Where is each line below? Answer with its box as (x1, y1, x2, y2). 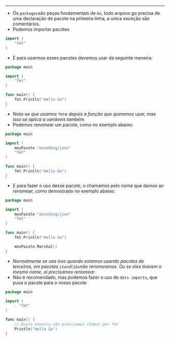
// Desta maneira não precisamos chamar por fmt (14, 322, 119, 327)
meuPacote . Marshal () (14, 244, 58, 249)
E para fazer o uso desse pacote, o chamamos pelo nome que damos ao (12, 182, 164, 188)
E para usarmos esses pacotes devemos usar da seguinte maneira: (12, 54, 153, 61)
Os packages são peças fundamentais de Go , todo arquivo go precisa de (12, 10, 160, 16)
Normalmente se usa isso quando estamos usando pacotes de (12, 258, 144, 264)
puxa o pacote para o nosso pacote (12, 280, 87, 286)
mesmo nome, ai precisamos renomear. (12, 268, 96, 275)
